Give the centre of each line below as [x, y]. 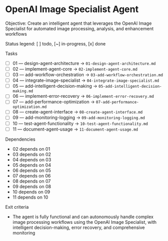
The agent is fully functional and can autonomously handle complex [83, 217]
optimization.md [30, 107]
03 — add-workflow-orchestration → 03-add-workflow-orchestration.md [88, 75]
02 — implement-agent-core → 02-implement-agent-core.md [75, 69]
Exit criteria [17, 207]
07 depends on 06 [32, 175]
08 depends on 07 [32, 181]
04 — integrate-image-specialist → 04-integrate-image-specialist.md [86, 80]
